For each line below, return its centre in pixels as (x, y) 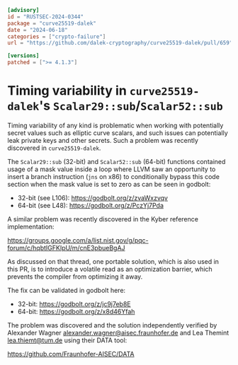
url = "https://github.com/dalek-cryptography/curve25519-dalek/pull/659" (120, 43)
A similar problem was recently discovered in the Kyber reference (103, 219)
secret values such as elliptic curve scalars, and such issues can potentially (118, 133)
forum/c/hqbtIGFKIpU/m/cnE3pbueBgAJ (66, 248)
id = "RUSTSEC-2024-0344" (45, 17)
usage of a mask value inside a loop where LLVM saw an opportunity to (112, 169)
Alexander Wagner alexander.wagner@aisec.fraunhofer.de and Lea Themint (118, 332)
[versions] (23, 56)
